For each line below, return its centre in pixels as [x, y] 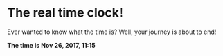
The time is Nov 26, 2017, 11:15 [51, 45]
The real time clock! [65, 13]
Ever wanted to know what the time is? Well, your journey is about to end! [112, 32]
